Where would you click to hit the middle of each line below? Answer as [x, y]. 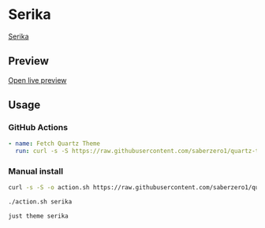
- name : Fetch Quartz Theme [54, 144]
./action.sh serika [40, 202]
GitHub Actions [38, 128]
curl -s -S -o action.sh [49, 188]
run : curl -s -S [42, 151]
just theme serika [38, 216]
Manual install [36, 171]
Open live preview [37, 80]
